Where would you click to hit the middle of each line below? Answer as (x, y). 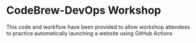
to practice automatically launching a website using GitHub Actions (90, 33)
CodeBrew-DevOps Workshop (84, 10)
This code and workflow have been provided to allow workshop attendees (98, 27)
